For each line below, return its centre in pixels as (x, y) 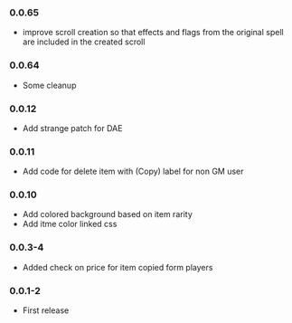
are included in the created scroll (84, 42)
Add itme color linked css (70, 224)
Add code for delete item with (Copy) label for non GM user (133, 171)
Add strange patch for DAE (72, 128)
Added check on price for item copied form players (118, 267)
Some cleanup (49, 85)
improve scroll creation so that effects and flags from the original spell (153, 33)
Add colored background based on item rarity (107, 214)
